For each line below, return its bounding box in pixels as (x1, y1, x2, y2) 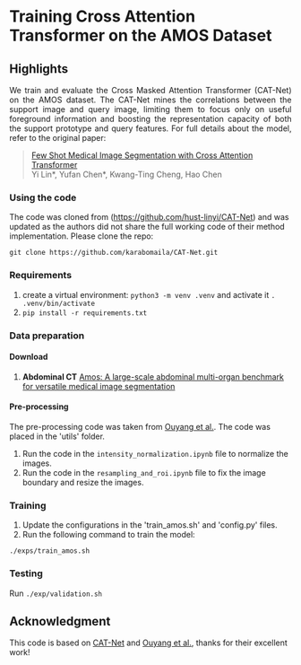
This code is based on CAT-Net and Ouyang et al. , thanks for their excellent (9, 637, 288, 648)
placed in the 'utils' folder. (9, 431, 106, 442)
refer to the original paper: (9, 133, 107, 143)
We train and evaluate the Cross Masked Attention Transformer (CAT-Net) (9, 85, 292, 95)
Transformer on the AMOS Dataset (9, 25, 272, 46)
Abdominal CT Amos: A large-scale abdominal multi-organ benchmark (21, 371, 285, 382)
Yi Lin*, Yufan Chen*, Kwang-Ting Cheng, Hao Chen (30, 169, 222, 179)
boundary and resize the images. (21, 477, 144, 487)
